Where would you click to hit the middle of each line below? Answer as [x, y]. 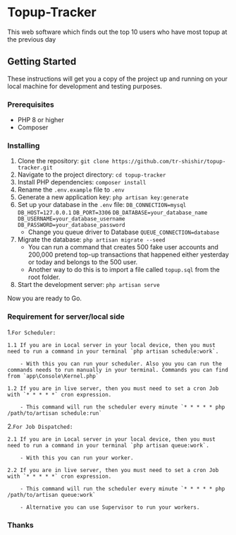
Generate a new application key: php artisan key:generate [103, 197]
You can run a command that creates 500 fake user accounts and [123, 247]
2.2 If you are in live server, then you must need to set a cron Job [113, 470]
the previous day [32, 39]
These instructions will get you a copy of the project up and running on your [117, 78]
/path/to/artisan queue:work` [52, 495]
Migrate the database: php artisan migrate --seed [91, 240]
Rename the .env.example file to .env [71, 190]
